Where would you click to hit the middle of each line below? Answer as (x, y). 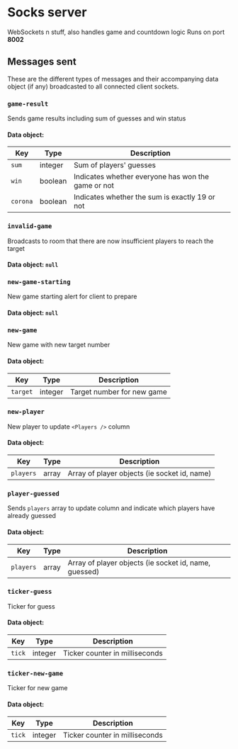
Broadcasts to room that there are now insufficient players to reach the (110, 241)
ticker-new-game (35, 673)
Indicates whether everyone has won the (141, 176)
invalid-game (30, 226)
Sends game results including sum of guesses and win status (97, 118)
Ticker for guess (31, 606)
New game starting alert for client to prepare (72, 297)
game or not (94, 186)
